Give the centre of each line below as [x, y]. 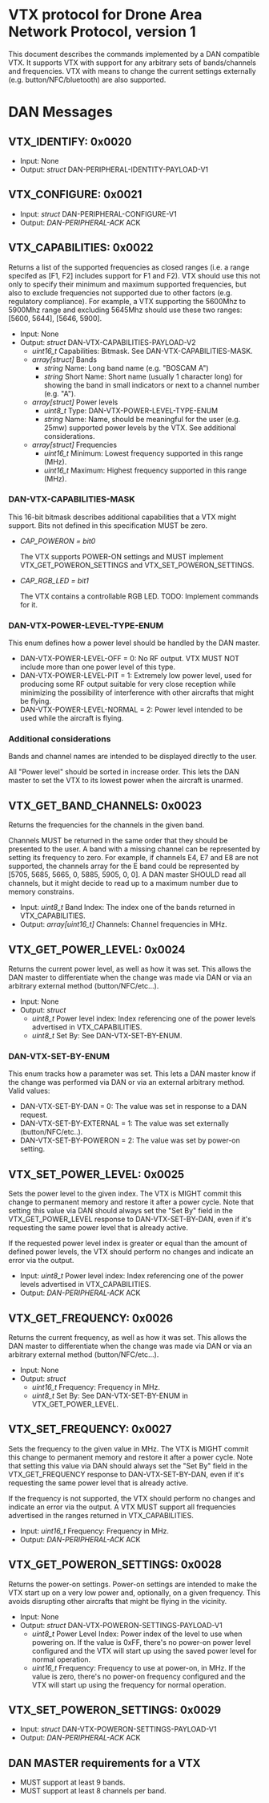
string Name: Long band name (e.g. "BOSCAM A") [126, 368]
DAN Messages [61, 112]
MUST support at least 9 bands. [72, 1782]
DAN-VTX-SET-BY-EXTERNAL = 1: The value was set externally [124, 1123]
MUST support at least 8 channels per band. [93, 1791]
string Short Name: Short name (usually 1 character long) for [143, 376]
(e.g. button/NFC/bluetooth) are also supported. [87, 79]
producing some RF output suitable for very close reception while [128, 684]
